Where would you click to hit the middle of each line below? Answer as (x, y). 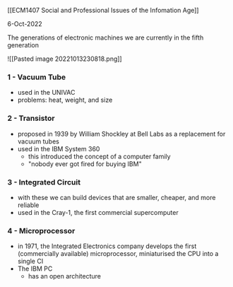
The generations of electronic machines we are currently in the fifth (106, 37)
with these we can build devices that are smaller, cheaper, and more (116, 197)
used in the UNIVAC (46, 93)
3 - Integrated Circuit (44, 182)
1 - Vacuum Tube (36, 77)
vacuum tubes (38, 141)
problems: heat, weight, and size (65, 100)
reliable (28, 205)
